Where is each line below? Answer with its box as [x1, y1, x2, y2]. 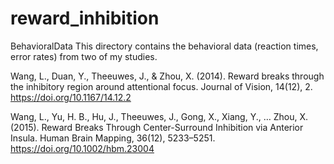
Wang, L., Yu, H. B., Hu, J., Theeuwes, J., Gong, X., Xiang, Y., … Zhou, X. [10, 110, 309, 122]
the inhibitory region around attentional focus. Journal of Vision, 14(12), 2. [10, 80, 313, 92]
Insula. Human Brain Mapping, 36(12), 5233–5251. [10, 132, 216, 144]
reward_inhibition [10, 7, 160, 30]
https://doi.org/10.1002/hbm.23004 [10, 142, 155, 154]
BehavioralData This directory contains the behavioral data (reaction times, [10, 40, 319, 52]
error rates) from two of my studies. [10, 50, 158, 62]
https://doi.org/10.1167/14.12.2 [10, 91, 132, 103]
